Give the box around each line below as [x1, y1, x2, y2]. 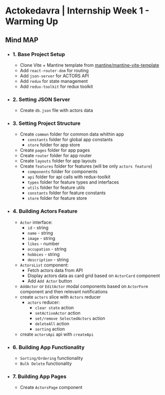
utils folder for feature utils [27, 185, 85, 191]
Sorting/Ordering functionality [20, 355, 83, 361]
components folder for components [27, 169, 98, 175]
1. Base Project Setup [12, 51, 65, 58]
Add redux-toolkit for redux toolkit [20, 83, 93, 89]
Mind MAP [5, 36, 39, 44]
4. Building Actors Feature [12, 208, 78, 215]
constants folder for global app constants [27, 137, 113, 143]
